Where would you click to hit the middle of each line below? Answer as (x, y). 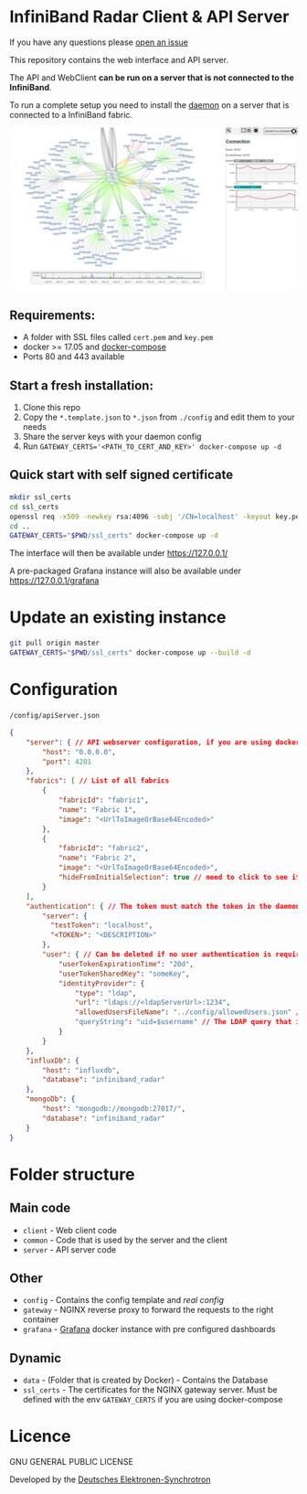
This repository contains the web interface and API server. (119, 59)
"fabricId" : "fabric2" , (103, 848)
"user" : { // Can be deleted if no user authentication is (157, 955)
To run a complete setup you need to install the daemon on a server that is (149, 105)
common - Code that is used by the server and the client (125, 1240)
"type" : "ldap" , (106, 993)
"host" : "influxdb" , (81, 1070)
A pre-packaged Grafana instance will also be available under (126, 571)
